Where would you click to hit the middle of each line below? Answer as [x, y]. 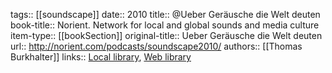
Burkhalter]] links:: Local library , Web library [101, 57]
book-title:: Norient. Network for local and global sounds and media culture [165, 25]
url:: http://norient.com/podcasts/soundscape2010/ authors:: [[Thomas [156, 46]
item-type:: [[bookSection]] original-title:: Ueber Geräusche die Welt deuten [166, 35]
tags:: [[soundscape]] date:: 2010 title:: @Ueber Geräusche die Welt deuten [165, 14]
